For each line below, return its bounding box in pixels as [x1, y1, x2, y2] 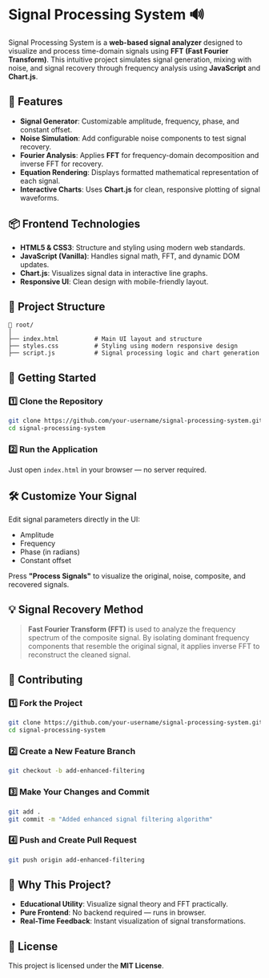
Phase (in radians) [19, 546, 80, 557]
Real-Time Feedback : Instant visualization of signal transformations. [19, 916, 247, 926]
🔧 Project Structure [8, 299, 106, 313]
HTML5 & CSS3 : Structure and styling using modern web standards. [19, 242, 246, 252]
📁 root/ [8, 321, 34, 329]
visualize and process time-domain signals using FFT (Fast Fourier [8, 46, 229, 55]
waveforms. [19, 193, 60, 202]
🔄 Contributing [8, 673, 83, 687]
